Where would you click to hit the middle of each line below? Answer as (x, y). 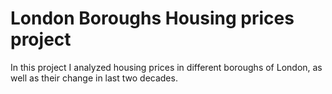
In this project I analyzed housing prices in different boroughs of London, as (166, 67)
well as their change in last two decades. (94, 78)
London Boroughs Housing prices (152, 18)
